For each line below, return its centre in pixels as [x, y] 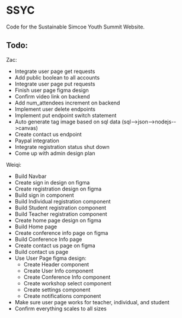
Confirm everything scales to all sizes [60, 309]
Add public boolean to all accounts [57, 77]
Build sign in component [44, 195]
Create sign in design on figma [52, 182]
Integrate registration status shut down [62, 147]
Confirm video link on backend [52, 96]
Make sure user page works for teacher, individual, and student [92, 302]
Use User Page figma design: [50, 258]
